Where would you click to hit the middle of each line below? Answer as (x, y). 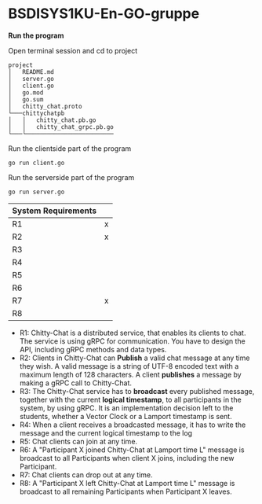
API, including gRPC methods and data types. (93, 349)
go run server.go (36, 192)
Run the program (36, 35)
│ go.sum (26, 99)
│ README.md (31, 72)
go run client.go (36, 163)
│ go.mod (26, 92)
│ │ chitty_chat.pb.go (52, 120)
